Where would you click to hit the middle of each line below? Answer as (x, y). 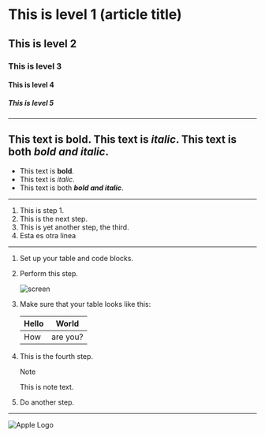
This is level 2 (43, 44)
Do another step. (47, 402)
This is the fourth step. (56, 356)
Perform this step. (49, 273)
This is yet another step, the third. (74, 227)
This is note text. (47, 387)
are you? (67, 337)
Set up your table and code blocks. (77, 258)
